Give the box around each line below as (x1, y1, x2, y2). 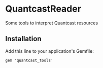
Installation (5, 35, 42, 43)
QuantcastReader (5, 3, 81, 15)
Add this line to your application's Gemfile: (5, 48, 94, 54)
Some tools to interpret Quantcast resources (5, 20, 98, 26)
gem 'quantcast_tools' (5, 58, 53, 63)
